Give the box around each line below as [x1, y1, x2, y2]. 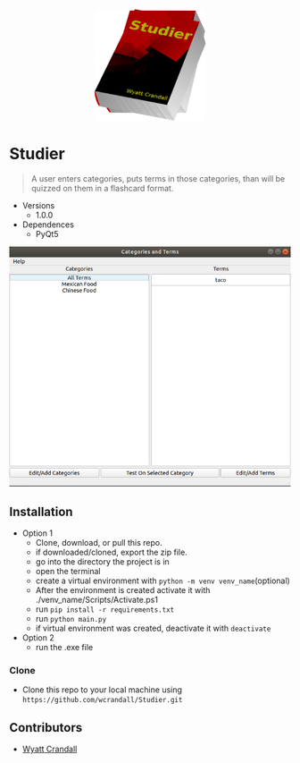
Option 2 [21, 632, 55, 643]
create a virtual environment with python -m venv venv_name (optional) [35, 575, 290, 586]
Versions [21, 199, 55, 210]
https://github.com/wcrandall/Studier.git [21, 696, 183, 705]
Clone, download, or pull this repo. [35, 538, 162, 548]
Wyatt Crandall [21, 743, 78, 755]
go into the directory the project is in [35, 556, 170, 567]
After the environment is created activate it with [35, 585, 211, 596]
